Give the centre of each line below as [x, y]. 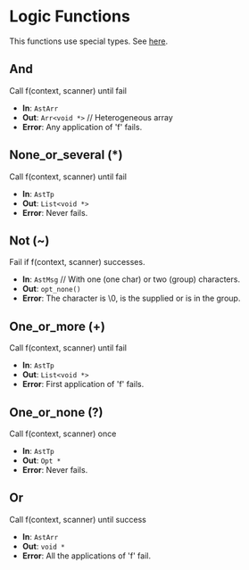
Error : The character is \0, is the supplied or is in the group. [131, 298]
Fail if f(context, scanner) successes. [77, 262]
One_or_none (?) [56, 412]
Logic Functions [70, 17]
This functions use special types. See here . [88, 41]
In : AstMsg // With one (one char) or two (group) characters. [131, 279]
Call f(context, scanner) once [63, 434]
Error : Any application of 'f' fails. [82, 127]
